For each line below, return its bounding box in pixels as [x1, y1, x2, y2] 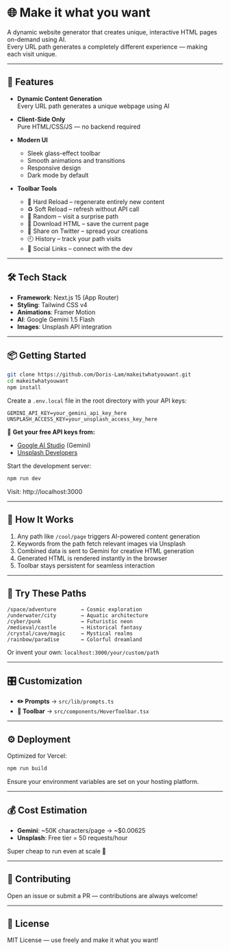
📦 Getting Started [7, 349, 87, 361]
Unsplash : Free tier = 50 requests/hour [16, 833, 128, 842]
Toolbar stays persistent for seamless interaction [16, 561, 155, 570]
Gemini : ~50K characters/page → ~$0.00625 [16, 826, 146, 834]
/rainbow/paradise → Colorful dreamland [7, 636, 142, 643]
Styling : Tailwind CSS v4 [16, 300, 88, 309]
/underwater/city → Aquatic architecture [7, 612, 149, 619]
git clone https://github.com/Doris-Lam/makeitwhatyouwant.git [7, 371, 192, 379]
